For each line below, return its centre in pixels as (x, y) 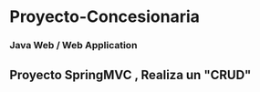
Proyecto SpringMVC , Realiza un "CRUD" (130, 75)
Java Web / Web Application (73, 46)
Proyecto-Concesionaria (105, 17)
